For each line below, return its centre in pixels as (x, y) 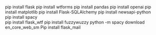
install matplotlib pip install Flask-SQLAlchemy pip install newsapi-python (78, 12)
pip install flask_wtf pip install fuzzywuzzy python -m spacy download (75, 22)
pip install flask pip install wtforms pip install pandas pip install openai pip (78, 7)
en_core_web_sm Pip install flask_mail (43, 27)
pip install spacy (21, 17)
